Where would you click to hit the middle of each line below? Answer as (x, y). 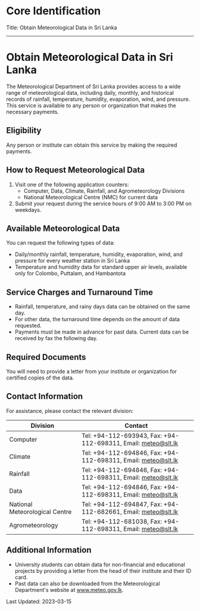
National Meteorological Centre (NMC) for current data (91, 197)
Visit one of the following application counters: (72, 184)
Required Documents (46, 357)
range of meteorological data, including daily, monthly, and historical (90, 92)
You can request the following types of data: (60, 243)
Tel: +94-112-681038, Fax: (122, 521)
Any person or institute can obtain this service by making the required (92, 145)
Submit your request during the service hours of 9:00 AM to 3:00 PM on (103, 203)
